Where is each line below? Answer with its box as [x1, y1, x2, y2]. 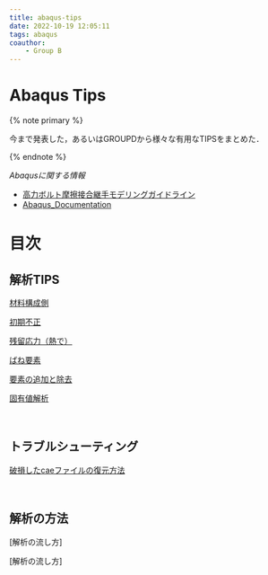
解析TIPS [9, 271, 60, 287]
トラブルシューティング [9, 439, 139, 455]
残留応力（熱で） [9, 336, 73, 347]
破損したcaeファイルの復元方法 [9, 464, 125, 475]
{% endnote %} [9, 152, 67, 163]
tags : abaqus [9, 30, 58, 39]
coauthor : [9, 38, 47, 48]
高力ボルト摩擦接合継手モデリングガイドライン [22, 190, 195, 200]
